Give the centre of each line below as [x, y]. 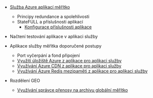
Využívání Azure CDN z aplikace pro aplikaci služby [69, 66]
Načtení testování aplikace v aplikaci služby [54, 37]
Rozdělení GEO [25, 81]
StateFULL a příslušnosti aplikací [50, 22]
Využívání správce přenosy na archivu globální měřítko [73, 90]
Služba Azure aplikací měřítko [40, 7]
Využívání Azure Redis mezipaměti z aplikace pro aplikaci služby [82, 71]
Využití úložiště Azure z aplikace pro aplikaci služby [69, 61]
